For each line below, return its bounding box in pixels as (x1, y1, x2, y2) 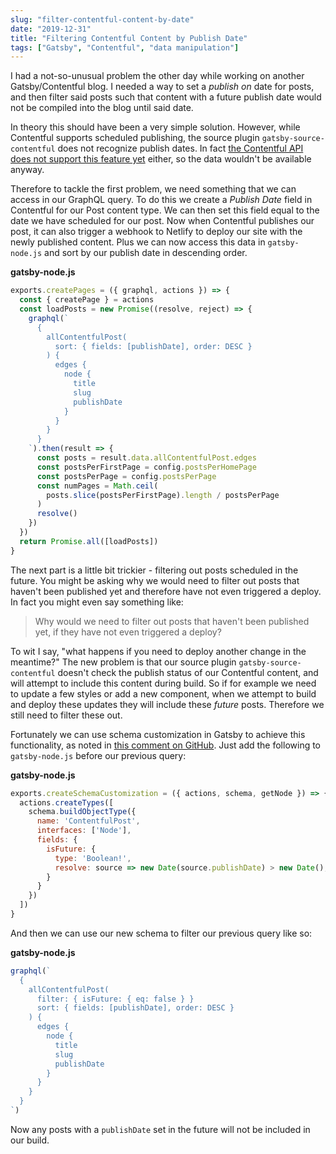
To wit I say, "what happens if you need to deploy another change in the (10, 645, 307, 657)
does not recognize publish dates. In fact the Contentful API (57, 142, 304, 155)
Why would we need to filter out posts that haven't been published (34, 615, 310, 627)
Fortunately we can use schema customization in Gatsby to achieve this (10, 728, 306, 740)
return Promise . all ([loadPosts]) (19, 536, 159, 546)
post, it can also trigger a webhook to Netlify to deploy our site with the (10, 226, 303, 238)
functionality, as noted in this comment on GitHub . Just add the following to (10, 739, 322, 751)
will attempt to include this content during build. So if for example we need (10, 677, 317, 689)
